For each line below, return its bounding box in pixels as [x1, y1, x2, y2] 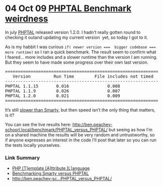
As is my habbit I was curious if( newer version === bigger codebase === [5, 44, 156, 50]
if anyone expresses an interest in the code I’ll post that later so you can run [5, 137, 157, 143]
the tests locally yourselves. [5, 142, 61, 148]
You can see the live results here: [5, 121, 72, 127]
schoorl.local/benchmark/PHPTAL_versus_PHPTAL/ [5, 127, 108, 133]
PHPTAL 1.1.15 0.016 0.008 [5, 83, 120, 89]
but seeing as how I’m [108, 127, 153, 133]
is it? [5, 112, 15, 118]
